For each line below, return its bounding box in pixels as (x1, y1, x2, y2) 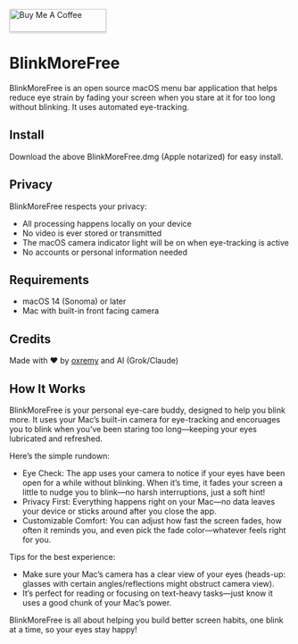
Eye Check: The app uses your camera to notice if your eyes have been (21, 468, 286, 478)
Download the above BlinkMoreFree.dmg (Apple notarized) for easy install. (9, 151, 284, 162)
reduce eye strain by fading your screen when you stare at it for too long (9, 92, 276, 103)
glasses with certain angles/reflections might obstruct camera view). (21, 579, 275, 589)
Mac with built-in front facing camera (21, 305, 160, 316)
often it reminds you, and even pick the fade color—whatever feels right (21, 525, 286, 535)
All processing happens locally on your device (21, 218, 192, 229)
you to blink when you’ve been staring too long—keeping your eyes (9, 424, 257, 434)
